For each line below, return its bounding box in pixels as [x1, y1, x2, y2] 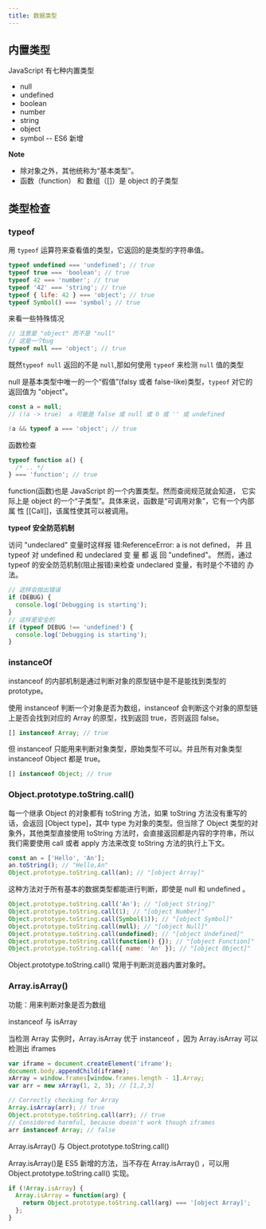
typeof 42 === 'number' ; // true [8, 276, 119, 284]
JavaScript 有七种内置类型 [8, 65, 95, 76]
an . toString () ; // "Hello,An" [8, 861, 109, 870]
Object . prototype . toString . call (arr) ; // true [8, 1111, 166, 1119]
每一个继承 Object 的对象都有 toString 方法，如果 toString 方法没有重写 [8, 808, 241, 818]
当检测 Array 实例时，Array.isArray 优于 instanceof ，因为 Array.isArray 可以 [8, 1033, 259, 1043]
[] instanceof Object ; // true [8, 770, 112, 778]
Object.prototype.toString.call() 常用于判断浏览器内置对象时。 [8, 960, 210, 970]
